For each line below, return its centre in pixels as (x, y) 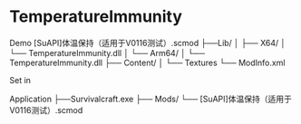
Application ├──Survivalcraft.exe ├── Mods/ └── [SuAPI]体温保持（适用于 (150, 99)
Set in (20, 80)
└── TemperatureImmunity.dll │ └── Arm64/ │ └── (107, 52)
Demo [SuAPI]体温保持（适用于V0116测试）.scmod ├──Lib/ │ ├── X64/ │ (148, 43)
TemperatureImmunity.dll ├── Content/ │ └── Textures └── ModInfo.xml (147, 62)
